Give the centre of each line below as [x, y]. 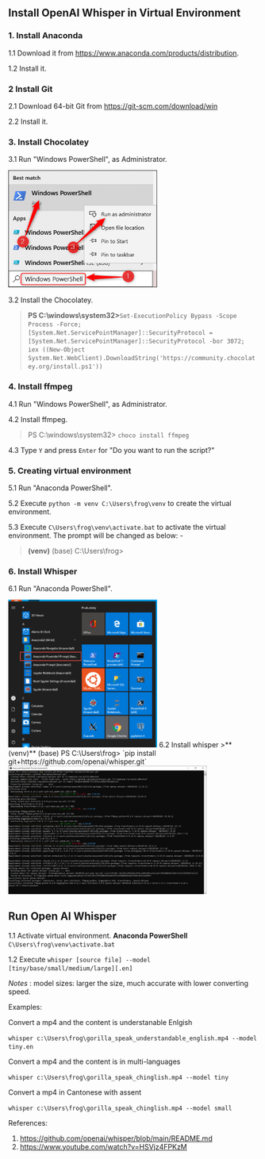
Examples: [25, 1007]
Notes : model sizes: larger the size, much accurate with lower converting [128, 983]
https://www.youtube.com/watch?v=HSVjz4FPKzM [104, 1146]
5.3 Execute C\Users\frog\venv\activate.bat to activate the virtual [117, 527]
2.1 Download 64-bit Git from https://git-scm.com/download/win [113, 106]
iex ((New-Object [56, 350]
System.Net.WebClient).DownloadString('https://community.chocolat [141, 359]
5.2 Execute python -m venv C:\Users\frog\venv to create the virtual [120, 503]
